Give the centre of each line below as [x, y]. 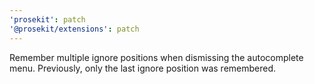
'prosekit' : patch [47, 19]
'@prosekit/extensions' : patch [74, 29]
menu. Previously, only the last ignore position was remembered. [143, 68]
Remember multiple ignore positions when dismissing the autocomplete [156, 57]
